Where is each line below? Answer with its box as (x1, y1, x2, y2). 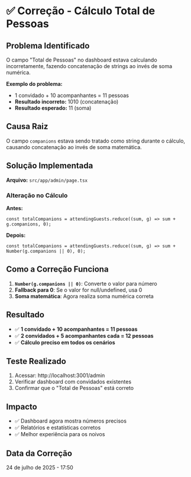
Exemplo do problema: (6, 80, 63, 87)
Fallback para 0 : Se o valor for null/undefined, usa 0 (14, 286, 143, 294)
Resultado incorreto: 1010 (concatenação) (14, 98, 119, 105)
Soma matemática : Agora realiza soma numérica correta (14, 292, 154, 299)
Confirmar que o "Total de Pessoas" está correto (14, 385, 134, 392)
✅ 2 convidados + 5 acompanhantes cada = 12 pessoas (14, 332, 154, 339)
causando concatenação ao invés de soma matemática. (6, 143, 142, 150)
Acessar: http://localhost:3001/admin (14, 372, 105, 379)
